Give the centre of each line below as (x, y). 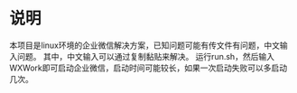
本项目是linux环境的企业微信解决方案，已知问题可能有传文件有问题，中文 (144, 45)
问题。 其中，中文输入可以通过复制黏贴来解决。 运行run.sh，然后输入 (146, 56)
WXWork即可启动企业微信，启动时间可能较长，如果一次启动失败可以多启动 (148, 68)
